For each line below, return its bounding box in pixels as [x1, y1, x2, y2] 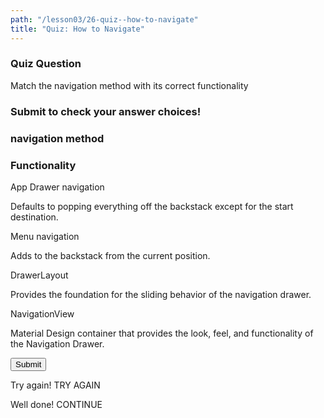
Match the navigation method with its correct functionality [10, 79, 249, 91]
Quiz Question [10, 57, 82, 71]
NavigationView [10, 307, 75, 320]
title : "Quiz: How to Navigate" [10, 24, 145, 34]
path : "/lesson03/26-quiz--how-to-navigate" [10, 14, 199, 25]
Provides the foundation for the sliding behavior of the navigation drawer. [10, 288, 312, 300]
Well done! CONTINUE [10, 398, 103, 410]
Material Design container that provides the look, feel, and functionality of [10, 327, 314, 339]
